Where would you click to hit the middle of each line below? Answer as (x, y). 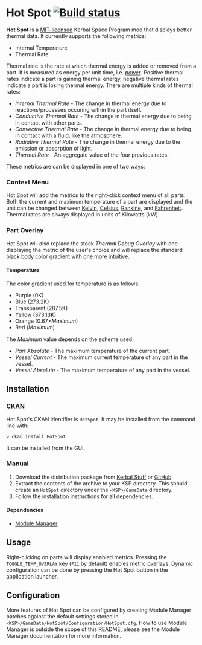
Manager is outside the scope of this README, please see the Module (93, 629)
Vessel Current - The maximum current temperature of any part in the (101, 357)
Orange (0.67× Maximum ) (46, 321)
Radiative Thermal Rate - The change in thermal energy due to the (98, 141)
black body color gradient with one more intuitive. (68, 256)
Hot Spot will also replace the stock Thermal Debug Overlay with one (92, 243)
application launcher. (32, 576)
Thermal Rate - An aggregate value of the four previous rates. (92, 155)
